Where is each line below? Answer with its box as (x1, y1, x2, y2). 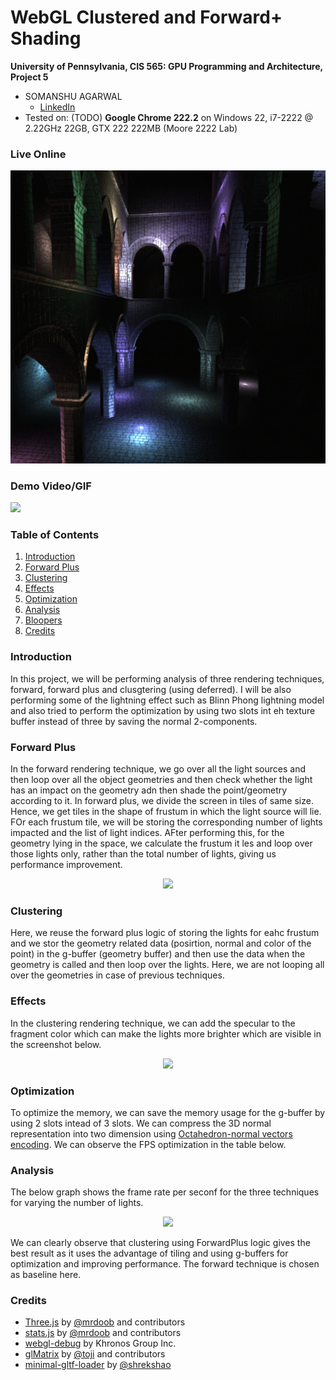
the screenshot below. (10, 1038, 102, 1050)
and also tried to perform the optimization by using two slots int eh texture (10, 704, 316, 716)
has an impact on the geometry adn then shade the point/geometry (10, 784, 288, 796)
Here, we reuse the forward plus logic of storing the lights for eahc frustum (10, 927, 320, 939)
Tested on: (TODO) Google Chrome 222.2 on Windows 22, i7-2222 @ (24, 111, 314, 123)
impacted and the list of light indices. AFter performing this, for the (10, 826, 285, 838)
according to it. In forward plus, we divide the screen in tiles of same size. (10, 794, 314, 806)
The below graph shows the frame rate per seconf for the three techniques (10, 1186, 320, 1198)
